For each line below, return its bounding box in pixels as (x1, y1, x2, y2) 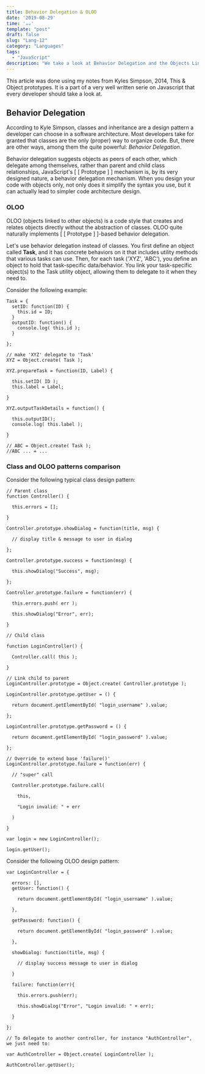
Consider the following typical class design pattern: (6, 475, 136, 483)
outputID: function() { (12, 319, 72, 326)
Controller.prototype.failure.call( (12, 782, 105, 788)
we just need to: (6, 1040, 51, 1046)
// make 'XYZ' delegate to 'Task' (6, 351, 95, 358)
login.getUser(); (6, 846, 51, 852)
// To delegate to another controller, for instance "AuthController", (6, 1035, 192, 1041)
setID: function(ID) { (12, 304, 70, 310)
